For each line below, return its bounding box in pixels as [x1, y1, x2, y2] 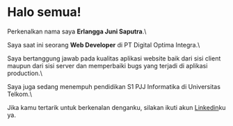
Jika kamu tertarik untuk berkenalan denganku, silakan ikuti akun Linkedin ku [7, 103, 226, 111]
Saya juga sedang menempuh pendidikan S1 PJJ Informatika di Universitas [7, 82, 221, 90]
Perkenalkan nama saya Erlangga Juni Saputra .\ [7, 27, 147, 36]
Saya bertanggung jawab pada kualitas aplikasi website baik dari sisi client [7, 54, 221, 63]
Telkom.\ [7, 90, 33, 98]
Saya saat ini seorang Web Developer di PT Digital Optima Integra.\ [7, 40, 200, 49]
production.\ [7, 69, 43, 77]
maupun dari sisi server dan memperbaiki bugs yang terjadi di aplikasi [7, 61, 208, 70]
